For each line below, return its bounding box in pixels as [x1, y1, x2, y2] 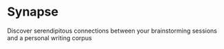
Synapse [7, 4, 58, 20]
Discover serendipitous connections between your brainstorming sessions [7, 27, 218, 35]
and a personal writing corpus [7, 33, 92, 42]
